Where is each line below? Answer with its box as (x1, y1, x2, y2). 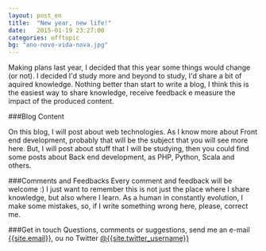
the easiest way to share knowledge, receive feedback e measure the (8, 88, 236, 97)
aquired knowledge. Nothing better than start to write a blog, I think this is (8, 80, 249, 89)
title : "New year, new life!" (8, 19, 112, 27)
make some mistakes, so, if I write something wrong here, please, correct (8, 201, 249, 211)
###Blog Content (8, 112, 65, 121)
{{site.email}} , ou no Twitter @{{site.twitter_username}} (8, 234, 189, 243)
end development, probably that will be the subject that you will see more (8, 135, 249, 145)
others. (8, 161, 32, 170)
